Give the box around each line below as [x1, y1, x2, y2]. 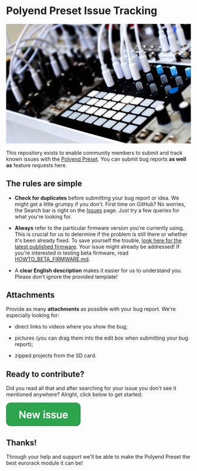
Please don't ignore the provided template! [14, 273, 118, 280]
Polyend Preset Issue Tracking [6, 4, 158, 18]
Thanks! [6, 438, 37, 448]
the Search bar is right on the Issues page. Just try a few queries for [14, 206, 180, 214]
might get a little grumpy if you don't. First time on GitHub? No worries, [14, 201, 186, 208]
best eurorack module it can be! [6, 459, 83, 467]
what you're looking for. [14, 213, 72, 220]
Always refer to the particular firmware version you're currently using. [14, 224, 185, 231]
